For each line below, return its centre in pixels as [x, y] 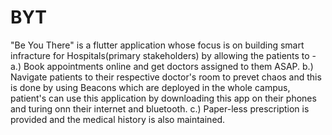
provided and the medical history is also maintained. [118, 119]
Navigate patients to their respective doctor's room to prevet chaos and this [166, 77]
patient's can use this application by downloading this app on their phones [163, 98]
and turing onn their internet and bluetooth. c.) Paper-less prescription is [160, 108]
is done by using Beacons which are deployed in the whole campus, [150, 87]
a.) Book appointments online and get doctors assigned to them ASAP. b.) [162, 66]
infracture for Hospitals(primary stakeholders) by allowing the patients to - [163, 55]
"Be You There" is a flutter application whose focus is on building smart [157, 45]
